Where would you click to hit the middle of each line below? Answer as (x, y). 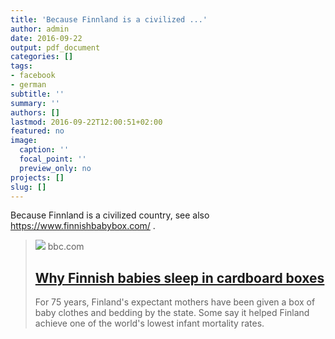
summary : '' (35, 103)
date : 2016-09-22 (46, 38)
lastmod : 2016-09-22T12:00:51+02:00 (86, 122)
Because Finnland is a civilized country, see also (110, 215)
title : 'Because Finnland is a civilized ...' (109, 19)
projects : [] (37, 177)
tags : (21, 66)
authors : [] (35, 112)
